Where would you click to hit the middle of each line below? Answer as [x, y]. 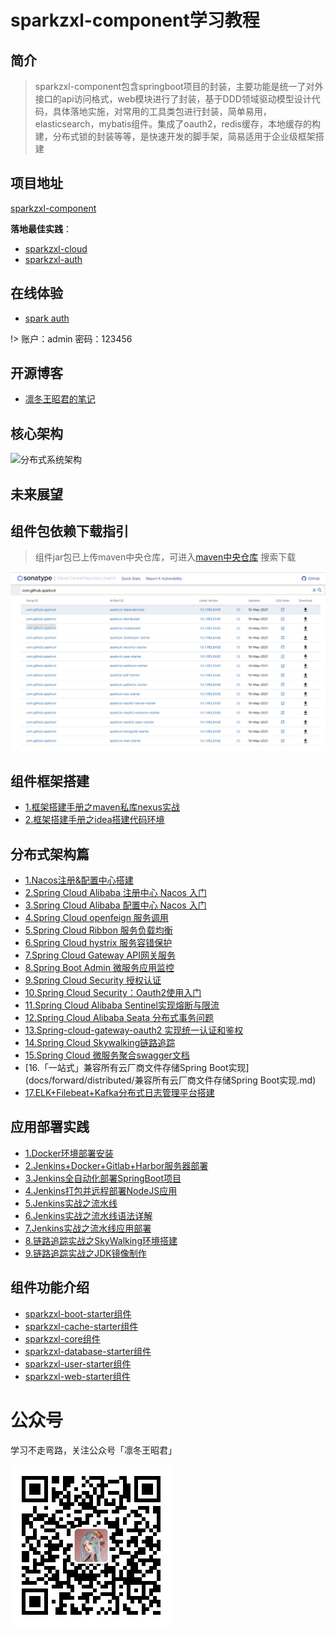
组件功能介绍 [50, 1287]
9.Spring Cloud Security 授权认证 [93, 980]
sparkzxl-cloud [56, 248]
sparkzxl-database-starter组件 [88, 1351]
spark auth [47, 318]
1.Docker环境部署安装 [69, 1153]
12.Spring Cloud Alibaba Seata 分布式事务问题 [119, 1018]
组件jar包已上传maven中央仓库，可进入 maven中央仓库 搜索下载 [165, 557]
